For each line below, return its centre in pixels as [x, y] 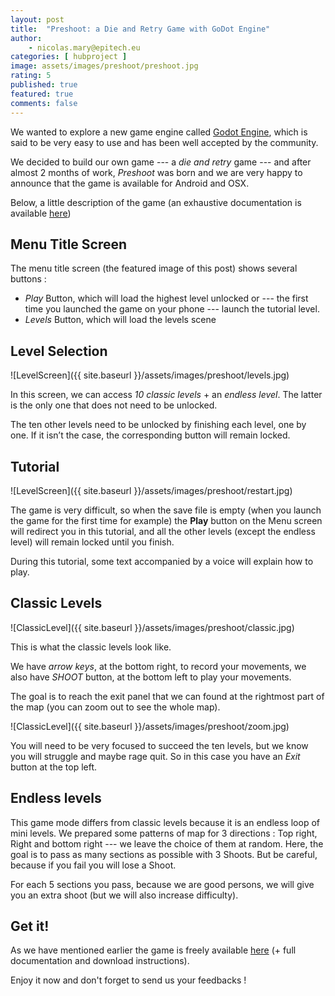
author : [26, 38]
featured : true [42, 94]
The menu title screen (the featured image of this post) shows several [154, 268]
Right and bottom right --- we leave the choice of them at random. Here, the [167, 843]
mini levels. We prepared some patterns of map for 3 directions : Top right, [164, 833]
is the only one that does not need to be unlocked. [114, 405]
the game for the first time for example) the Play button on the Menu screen [166, 520]
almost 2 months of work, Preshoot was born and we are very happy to [156, 172]
